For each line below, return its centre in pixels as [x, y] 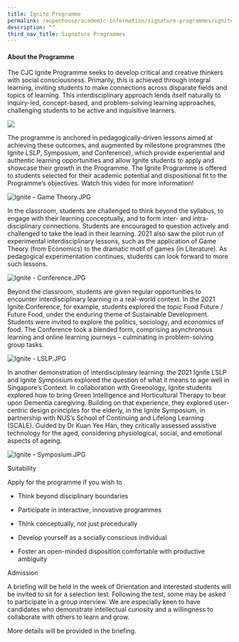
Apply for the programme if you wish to [65, 482]
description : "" [31, 27]
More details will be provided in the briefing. [72, 631]
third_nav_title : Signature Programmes [67, 34]
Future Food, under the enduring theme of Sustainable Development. [108, 314]
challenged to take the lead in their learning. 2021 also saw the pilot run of [116, 234]
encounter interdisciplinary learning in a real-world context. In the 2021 [111, 299]
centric [18, 411]
